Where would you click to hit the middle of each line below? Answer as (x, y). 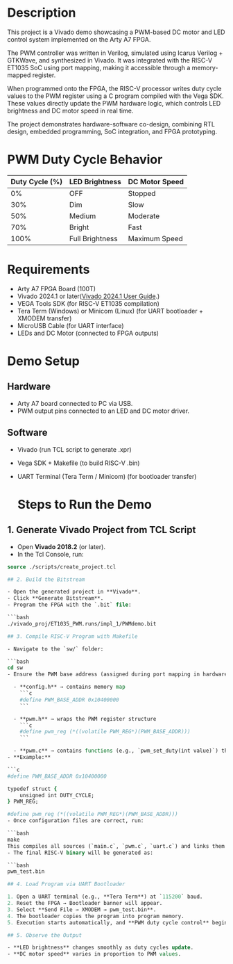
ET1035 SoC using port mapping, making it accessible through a (99, 67)
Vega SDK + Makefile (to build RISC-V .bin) (78, 463)
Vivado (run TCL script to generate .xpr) (74, 449)
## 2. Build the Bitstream (46, 579)
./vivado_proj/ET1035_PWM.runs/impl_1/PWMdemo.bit (82, 623)
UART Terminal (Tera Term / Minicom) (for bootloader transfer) (107, 476)
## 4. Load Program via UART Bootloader (67, 884)
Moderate (144, 215)
